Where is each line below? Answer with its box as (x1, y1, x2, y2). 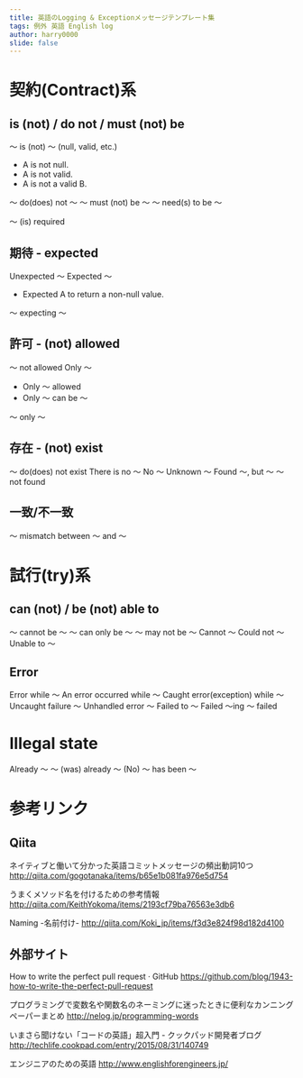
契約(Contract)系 (9, 80, 137, 100)
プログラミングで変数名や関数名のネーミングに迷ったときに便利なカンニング (9, 1000, 294, 1010)
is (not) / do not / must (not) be (9, 116, 185, 132)
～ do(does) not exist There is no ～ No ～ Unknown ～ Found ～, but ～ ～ (9, 466, 284, 477)
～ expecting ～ (9, 307, 67, 318)
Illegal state (9, 733, 98, 754)
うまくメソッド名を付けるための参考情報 (9, 889, 160, 900)
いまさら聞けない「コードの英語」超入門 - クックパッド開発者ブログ (9, 1029, 262, 1041)
